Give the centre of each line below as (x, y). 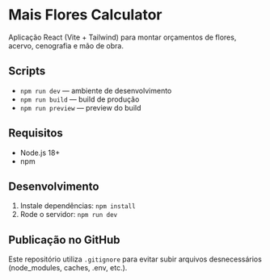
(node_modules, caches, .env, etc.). (68, 268)
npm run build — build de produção (80, 99)
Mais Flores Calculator (86, 15)
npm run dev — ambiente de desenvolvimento (96, 90)
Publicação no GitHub (64, 240)
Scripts (27, 71)
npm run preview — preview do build (80, 107)
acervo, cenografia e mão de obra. (66, 45)
